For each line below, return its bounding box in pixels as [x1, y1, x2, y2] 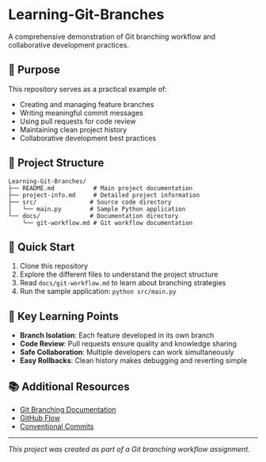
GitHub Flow [19, 414, 61, 422]
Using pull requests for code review [19, 116, 136, 126]
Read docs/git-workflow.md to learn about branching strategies [19, 278, 226, 288]
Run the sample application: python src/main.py [19, 287, 177, 296]
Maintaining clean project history [19, 124, 127, 134]
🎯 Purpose [8, 63, 61, 77]
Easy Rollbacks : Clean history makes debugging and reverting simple [19, 356, 248, 365]
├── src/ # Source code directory [8, 198, 172, 206]
